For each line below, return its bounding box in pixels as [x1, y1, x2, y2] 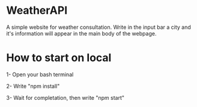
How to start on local [6, 51, 112, 65]
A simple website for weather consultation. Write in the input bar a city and [6, 23, 191, 31]
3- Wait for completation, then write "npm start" [6, 94, 125, 101]
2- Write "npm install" [6, 82, 60, 90]
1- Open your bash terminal [6, 70, 74, 78]
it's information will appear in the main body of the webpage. [6, 29, 157, 37]
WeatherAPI [6, 4, 68, 17]
